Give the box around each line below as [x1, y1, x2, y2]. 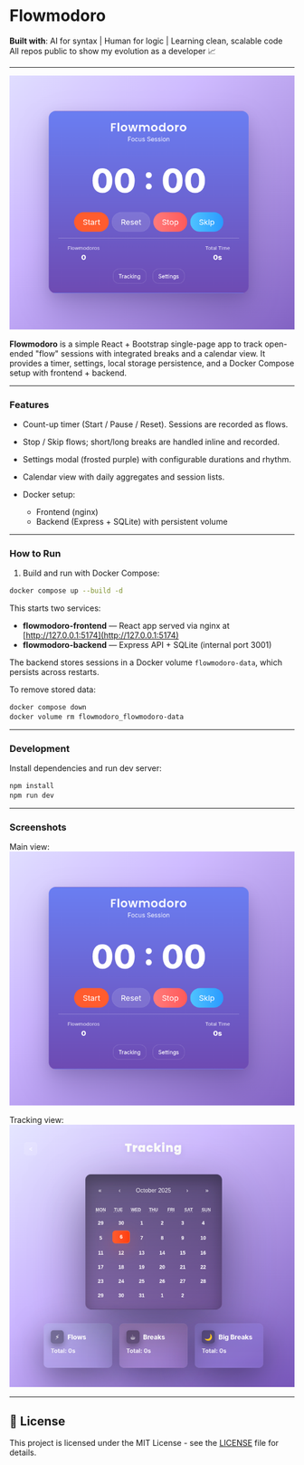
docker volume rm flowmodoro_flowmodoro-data [9, 712, 184, 722]
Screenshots [9, 821, 67, 833]
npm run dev [9, 791, 54, 801]
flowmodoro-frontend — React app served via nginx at [22, 621, 231, 632]
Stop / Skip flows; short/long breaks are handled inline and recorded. [22, 436, 280, 448]
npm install [9, 782, 54, 791]
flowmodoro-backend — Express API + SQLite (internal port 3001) [22, 640, 272, 651]
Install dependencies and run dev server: [9, 763, 163, 774]
